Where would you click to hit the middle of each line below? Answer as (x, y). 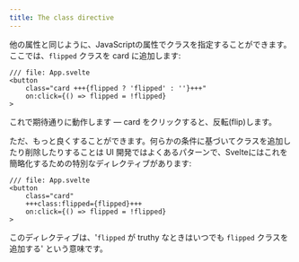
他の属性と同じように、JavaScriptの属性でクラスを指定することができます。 (150, 44)
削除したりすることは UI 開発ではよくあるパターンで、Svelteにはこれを (156, 152)
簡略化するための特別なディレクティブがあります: (101, 163)
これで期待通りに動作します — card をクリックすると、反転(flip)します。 (143, 121)
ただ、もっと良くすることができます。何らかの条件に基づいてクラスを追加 (146, 141)
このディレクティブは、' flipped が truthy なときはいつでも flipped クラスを (149, 237)
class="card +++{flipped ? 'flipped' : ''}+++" (116, 88)
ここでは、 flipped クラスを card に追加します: (95, 56)
